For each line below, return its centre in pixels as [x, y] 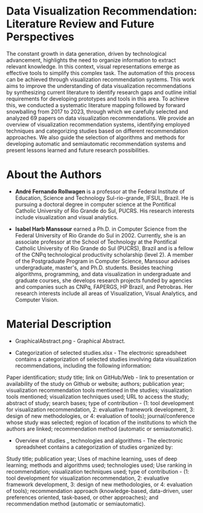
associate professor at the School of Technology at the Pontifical [96, 242]
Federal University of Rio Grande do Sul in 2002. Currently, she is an [100, 235]
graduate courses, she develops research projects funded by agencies [103, 280]
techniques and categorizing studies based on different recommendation [97, 131]
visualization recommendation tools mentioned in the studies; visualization [99, 390]
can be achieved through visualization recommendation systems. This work [101, 79]
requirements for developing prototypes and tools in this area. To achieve [98, 99]
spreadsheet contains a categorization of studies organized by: [94, 447]
